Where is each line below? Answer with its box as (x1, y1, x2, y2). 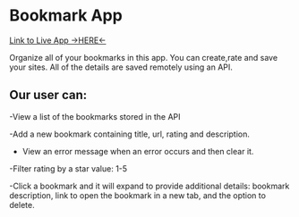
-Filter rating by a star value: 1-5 (9, 163, 128, 174)
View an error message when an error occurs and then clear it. (21, 146, 254, 156)
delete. (9, 199, 35, 210)
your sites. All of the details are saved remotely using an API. (9, 62, 233, 72)
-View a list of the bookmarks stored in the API (9, 111, 181, 121)
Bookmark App (9, 5, 123, 26)
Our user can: (9, 88, 88, 103)
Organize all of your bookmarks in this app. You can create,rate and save (9, 52, 278, 63)
